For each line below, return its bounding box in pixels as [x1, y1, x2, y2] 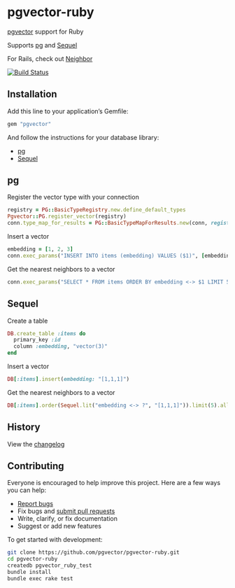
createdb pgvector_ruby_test [7, 562, 92, 569]
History [7, 421, 41, 433]
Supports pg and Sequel [7, 41, 78, 49]
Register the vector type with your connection [7, 193, 140, 202]
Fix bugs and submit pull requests [17, 507, 115, 515]
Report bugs [17, 500, 54, 508]
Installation [7, 88, 57, 100]
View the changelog [7, 440, 65, 448]
